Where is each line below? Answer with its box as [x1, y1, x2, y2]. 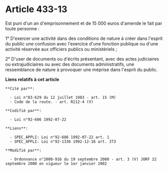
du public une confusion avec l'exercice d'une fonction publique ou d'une [5, 40, 158, 46]
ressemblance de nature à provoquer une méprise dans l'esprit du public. [5, 67, 158, 73]
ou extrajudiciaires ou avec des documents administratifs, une [5, 61, 135, 67]
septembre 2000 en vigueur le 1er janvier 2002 [5, 161, 107, 166]
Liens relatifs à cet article [5, 76, 60, 82]
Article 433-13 [5, 4, 68, 15]
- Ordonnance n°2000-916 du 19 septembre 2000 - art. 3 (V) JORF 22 [10, 156, 157, 162]
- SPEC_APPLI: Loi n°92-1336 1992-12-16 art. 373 [10, 139, 116, 144]
